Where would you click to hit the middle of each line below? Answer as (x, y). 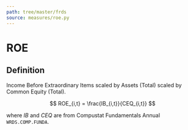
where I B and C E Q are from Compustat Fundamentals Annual (83, 115)
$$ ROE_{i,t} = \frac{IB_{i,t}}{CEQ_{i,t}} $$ (103, 103)
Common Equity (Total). (36, 92)
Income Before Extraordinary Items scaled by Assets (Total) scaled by (94, 85)
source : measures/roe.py (38, 18)
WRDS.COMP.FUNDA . (28, 121)
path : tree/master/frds (37, 12)
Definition (25, 70)
